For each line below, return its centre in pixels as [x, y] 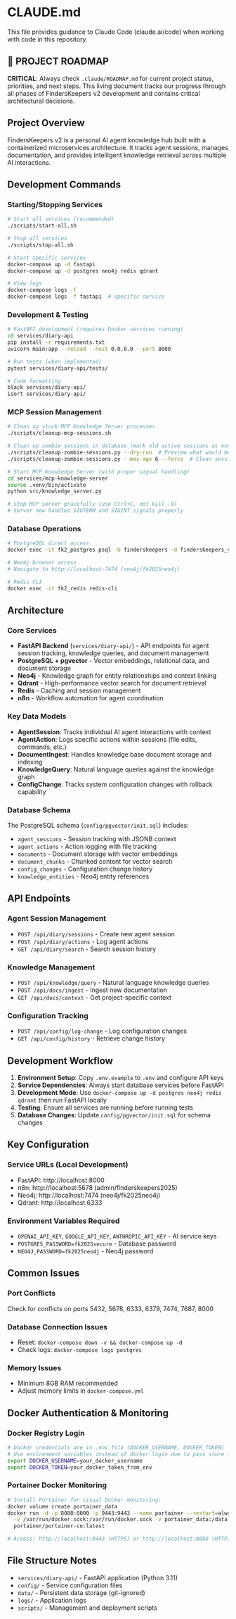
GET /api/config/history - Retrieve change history [91, 1038]
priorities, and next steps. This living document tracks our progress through [117, 86]
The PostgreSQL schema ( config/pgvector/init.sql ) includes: [98, 825]
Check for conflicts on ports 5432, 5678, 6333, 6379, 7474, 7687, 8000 [111, 1308]
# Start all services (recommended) [61, 219]
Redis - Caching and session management [79, 690]
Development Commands [64, 184]
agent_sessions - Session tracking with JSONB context [97, 838]
